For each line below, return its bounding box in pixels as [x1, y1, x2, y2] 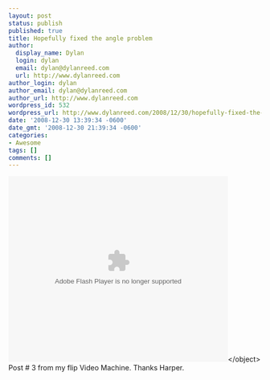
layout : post [8, 11, 52, 20]
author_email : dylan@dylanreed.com [8, 86, 128, 95]
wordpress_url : [8, 109, 59, 117]
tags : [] [8, 146, 38, 154]
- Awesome [8, 138, 42, 147]
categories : [8, 131, 48, 139]
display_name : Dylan [15, 49, 84, 57]
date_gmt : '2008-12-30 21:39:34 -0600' [8, 124, 142, 132]
